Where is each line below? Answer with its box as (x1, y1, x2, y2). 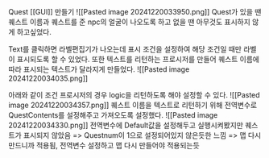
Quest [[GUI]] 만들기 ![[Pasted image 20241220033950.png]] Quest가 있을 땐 (8, 7, 262, 16)
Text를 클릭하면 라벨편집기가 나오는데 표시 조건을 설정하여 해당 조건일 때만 (8, 44, 242, 54)
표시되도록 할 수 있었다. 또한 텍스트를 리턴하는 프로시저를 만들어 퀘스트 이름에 (16, 55, 260, 64)
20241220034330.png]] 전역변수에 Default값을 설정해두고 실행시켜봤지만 (8, 120, 244, 130)
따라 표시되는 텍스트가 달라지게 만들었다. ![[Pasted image (8, 64, 190, 74)
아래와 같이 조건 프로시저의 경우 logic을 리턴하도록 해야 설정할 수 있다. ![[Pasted (8, 90, 260, 99)
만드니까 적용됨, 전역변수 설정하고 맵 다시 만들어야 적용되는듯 (8, 140, 200, 150)
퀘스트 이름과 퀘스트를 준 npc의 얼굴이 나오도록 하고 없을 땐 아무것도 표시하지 (8, 17, 251, 27)
